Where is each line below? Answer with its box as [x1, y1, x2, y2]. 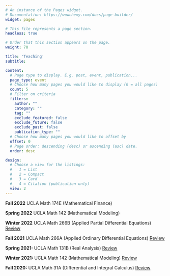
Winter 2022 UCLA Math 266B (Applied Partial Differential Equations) [5, 219, 152, 226]
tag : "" [14, 111, 31, 116]
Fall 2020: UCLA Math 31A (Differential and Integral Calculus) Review [5, 264, 151, 270]
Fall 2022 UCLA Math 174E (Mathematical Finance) [5, 200, 112, 206]
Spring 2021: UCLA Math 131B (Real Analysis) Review [5, 245, 118, 251]
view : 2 [10, 186, 26, 191]
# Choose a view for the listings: [10, 162, 86, 168]
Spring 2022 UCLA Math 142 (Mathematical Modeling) [5, 210, 120, 216]
